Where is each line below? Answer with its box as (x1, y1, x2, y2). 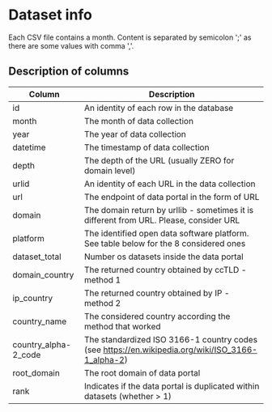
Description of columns (8, 65, 130, 79)
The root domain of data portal (83, 367, 201, 378)
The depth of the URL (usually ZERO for (83, 155, 235, 166)
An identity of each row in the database (83, 102, 234, 113)
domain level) (83, 164, 136, 176)
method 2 (83, 297, 121, 308)
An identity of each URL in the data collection (83, 178, 256, 189)
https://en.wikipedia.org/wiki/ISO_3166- (103, 344, 257, 355)
